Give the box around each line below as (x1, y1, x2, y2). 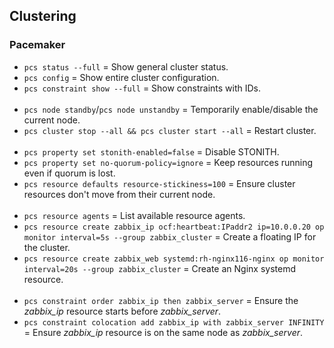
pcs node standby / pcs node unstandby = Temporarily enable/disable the (23, 103, 319, 115)
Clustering (9, 8, 77, 25)
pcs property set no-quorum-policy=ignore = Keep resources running (23, 156, 314, 168)
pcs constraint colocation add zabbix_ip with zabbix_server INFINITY (23, 317, 325, 328)
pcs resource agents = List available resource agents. (23, 209, 246, 221)
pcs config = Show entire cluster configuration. (23, 71, 220, 83)
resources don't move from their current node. (23, 188, 216, 200)
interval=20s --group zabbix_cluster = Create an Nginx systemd (23, 262, 296, 274)
